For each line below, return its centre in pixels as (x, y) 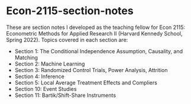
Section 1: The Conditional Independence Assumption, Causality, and (99, 51)
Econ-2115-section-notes (70, 11)
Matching (26, 57)
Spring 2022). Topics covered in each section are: (67, 40)
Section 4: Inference (40, 76)
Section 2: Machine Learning (50, 64)
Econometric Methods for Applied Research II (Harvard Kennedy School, (94, 33)
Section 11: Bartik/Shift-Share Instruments (65, 95)
